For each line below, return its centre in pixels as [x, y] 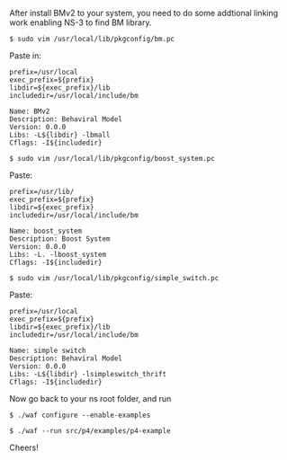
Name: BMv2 [30, 111]
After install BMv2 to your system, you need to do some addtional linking [144, 13]
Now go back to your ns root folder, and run [90, 398]
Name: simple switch [48, 350]
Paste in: [26, 56]
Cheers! [24, 447]
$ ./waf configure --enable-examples [80, 415]
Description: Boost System [60, 239]
